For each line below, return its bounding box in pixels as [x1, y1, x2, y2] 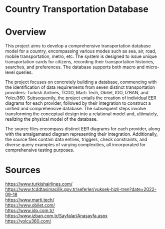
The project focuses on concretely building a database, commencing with [5, 79, 157, 85]
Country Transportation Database [5, 3, 148, 15]
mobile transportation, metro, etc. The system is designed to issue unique [5, 53, 157, 59]
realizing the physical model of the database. [5, 116, 98, 122]
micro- [145, 64, 160, 70]
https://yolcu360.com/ [5, 218, 51, 224]
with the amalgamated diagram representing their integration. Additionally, [5, 131, 158, 137]
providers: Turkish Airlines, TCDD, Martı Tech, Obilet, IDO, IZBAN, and [5, 90, 148, 96]
